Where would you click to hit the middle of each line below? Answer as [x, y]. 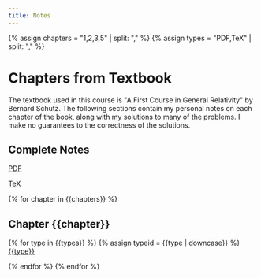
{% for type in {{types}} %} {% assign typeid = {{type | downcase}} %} [124, 243]
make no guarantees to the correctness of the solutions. [99, 125]
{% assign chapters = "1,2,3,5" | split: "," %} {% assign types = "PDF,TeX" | [130, 38]
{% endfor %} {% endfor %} [54, 267]
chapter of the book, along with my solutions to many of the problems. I [124, 117]
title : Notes [30, 15]
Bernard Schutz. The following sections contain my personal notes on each [130, 108]
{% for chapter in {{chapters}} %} [63, 199]
